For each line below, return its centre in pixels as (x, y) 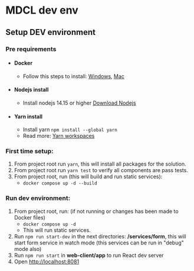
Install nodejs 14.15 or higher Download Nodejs (79, 103)
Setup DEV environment (50, 32)
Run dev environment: (38, 198)
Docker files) (29, 217)
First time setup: (29, 151)
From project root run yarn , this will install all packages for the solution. (100, 164)
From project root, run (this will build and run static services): (88, 177)
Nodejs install (31, 90)
